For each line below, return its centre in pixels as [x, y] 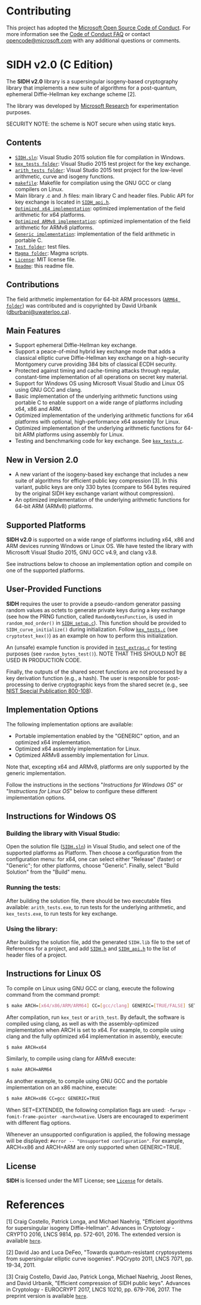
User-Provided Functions [54, 589]
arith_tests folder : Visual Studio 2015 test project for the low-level [99, 170]
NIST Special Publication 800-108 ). [49, 691]
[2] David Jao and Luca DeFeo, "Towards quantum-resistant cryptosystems [99, 1252]
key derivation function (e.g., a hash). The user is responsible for [86, 678]
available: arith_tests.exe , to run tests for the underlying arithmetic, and [96, 907]
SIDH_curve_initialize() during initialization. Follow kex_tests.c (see [92, 629]
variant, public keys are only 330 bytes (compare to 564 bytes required [103, 487]
